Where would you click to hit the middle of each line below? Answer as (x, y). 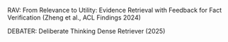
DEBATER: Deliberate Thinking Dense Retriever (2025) (86, 31)
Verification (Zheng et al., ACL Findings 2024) (74, 17)
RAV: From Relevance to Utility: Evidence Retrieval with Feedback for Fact (115, 10)
